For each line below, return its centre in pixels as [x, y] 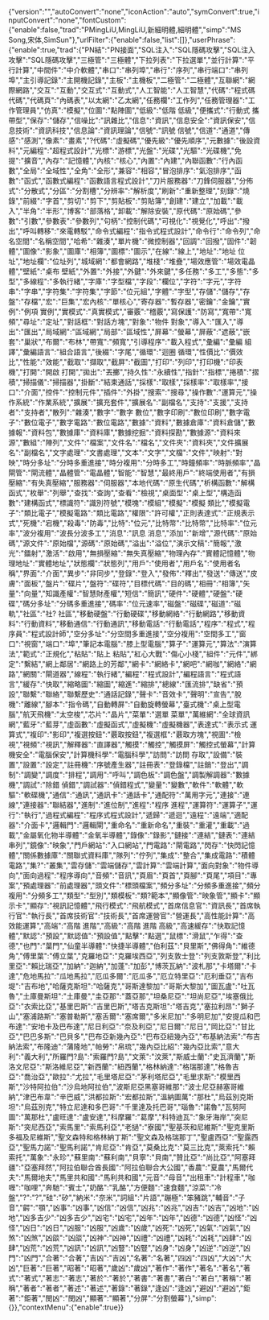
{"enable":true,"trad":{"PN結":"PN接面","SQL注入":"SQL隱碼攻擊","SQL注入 [132, 50]
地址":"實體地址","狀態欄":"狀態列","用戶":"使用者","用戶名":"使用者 [124, 563]
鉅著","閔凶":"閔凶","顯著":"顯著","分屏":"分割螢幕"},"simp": [120, 1298]
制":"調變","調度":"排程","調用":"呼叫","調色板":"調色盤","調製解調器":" [122, 775]
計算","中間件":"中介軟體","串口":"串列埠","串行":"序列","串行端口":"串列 [132, 70]
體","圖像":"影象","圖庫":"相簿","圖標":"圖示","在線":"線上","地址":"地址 [122, 251]
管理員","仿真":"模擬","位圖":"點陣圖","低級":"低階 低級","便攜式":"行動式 [132, 110]
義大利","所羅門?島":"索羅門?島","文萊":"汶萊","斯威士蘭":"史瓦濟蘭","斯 [139, 1057]
